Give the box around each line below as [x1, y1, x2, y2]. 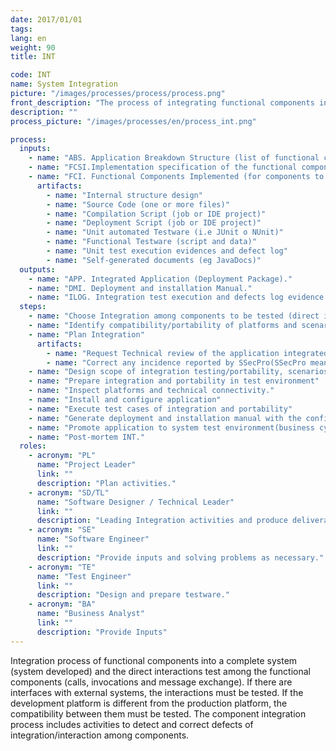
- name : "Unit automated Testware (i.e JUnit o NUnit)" [46, 227, 284, 238]
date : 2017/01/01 [10, 14, 83, 25]
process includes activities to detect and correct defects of [10, 718, 254, 730]
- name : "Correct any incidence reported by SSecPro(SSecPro [46, 357, 307, 368]
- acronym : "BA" [28, 599, 97, 610]
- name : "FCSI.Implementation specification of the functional [28, 162, 298, 173]
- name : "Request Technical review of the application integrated [46, 348, 329, 358]
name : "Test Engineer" [36, 571, 132, 581]
